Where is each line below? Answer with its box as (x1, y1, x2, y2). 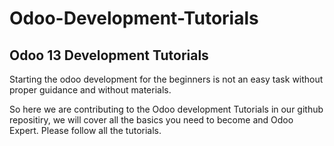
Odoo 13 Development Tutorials (9, 47, 209, 64)
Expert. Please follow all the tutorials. (9, 125, 162, 136)
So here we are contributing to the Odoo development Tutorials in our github (9, 103, 324, 115)
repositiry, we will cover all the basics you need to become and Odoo (9, 114, 294, 126)
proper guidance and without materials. (9, 84, 172, 96)
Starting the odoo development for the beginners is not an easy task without (9, 73, 324, 85)
